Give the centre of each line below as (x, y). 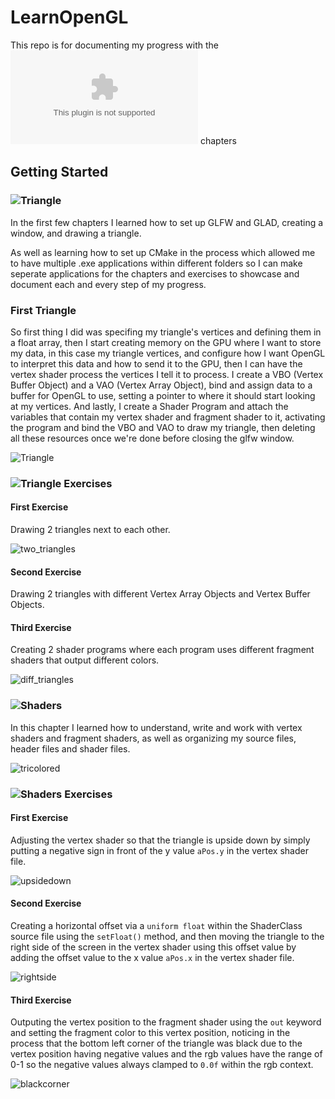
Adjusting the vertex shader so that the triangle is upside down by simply (160, 840)
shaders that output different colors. (85, 660)
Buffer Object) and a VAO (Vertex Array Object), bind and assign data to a (161, 385)
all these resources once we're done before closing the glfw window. (152, 438)
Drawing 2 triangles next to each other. (90, 530)
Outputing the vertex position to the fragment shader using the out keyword (166, 1022)
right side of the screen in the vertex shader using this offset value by (153, 947)
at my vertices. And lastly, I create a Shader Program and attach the (149, 406)
